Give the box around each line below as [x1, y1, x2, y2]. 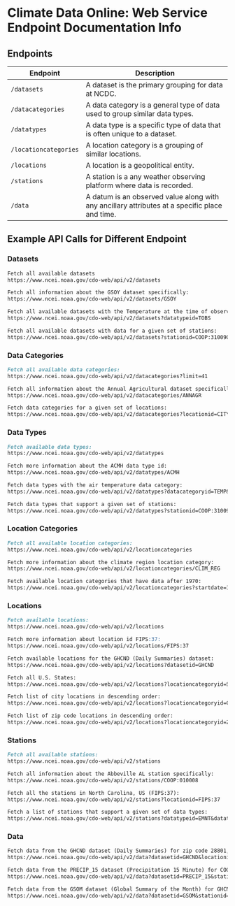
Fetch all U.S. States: [7, 674, 77, 681]
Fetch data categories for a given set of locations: [7, 404, 168, 412]
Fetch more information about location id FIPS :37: [7, 636, 161, 643]
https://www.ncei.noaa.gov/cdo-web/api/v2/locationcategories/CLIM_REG [7, 565, 220, 573]
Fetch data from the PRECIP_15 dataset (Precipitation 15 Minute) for [7, 867, 218, 874]
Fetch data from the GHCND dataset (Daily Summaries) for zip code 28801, [7, 847, 230, 854]
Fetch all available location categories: [7, 540, 133, 547]
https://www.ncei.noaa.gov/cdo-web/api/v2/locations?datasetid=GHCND [7, 661, 215, 668]
